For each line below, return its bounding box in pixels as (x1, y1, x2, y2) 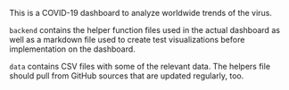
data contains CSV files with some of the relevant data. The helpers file (9, 61, 270, 71)
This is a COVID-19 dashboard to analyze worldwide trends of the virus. (9, 8, 272, 18)
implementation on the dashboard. (9, 44, 136, 54)
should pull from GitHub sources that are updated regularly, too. (9, 70, 244, 81)
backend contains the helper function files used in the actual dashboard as (9, 25, 281, 35)
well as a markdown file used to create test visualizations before (9, 35, 245, 45)
